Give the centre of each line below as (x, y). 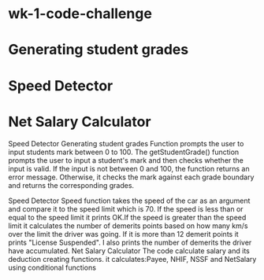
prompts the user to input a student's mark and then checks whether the (126, 160)
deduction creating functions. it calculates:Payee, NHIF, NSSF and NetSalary (132, 259)
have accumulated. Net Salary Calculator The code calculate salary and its (129, 251)
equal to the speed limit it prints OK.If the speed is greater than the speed (127, 217)
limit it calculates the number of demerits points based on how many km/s (128, 226)
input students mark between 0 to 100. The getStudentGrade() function (124, 152)
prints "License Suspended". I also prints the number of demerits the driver (130, 242)
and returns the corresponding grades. (71, 185)
